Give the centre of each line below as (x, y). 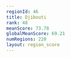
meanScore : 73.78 (28, 28)
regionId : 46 (22, 12)
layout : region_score (33, 45)
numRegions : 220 (26, 39)
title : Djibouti (26, 17)
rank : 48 (17, 23)
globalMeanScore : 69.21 (36, 34)
